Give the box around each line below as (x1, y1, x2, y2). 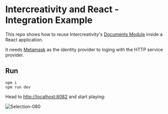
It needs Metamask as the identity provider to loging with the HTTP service (5, 46, 163, 52)
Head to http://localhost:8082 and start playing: (5, 93, 106, 100)
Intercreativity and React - (5, 4, 119, 15)
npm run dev (5, 84, 31, 90)
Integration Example (5, 14, 93, 26)
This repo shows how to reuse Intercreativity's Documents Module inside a (5, 31, 163, 37)
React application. (5, 37, 43, 43)
